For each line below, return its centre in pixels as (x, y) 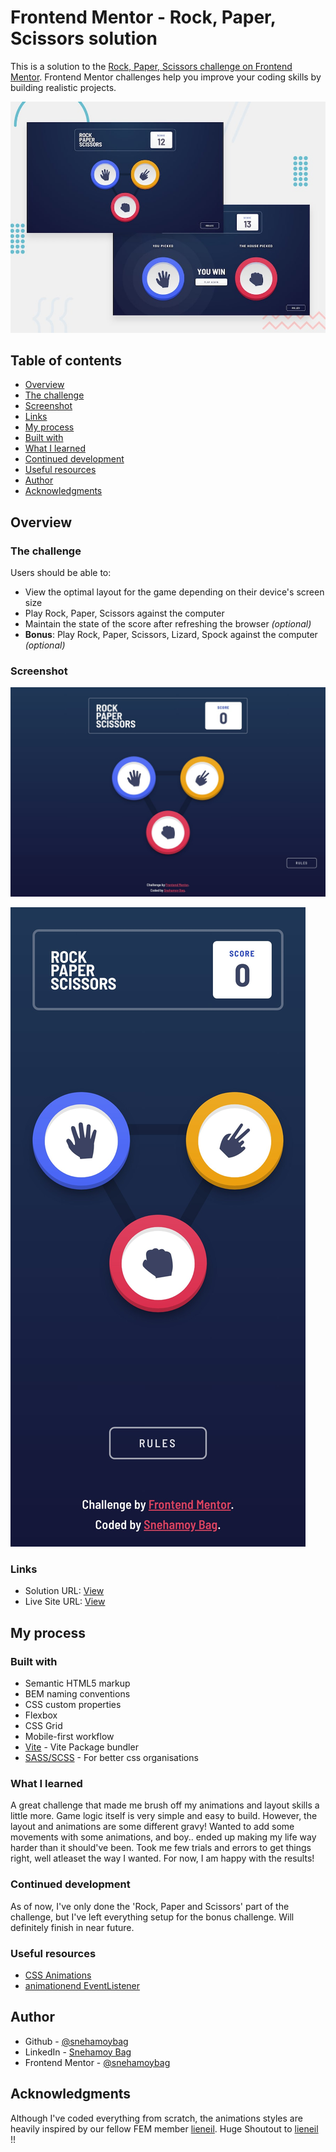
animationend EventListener (82, 1985)
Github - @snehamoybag (76, 2041)
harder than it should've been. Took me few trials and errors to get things (161, 1848)
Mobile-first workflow (69, 1736)
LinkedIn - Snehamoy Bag (78, 2052)
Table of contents (66, 360)
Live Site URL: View (65, 1602)
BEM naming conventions (77, 1694)
